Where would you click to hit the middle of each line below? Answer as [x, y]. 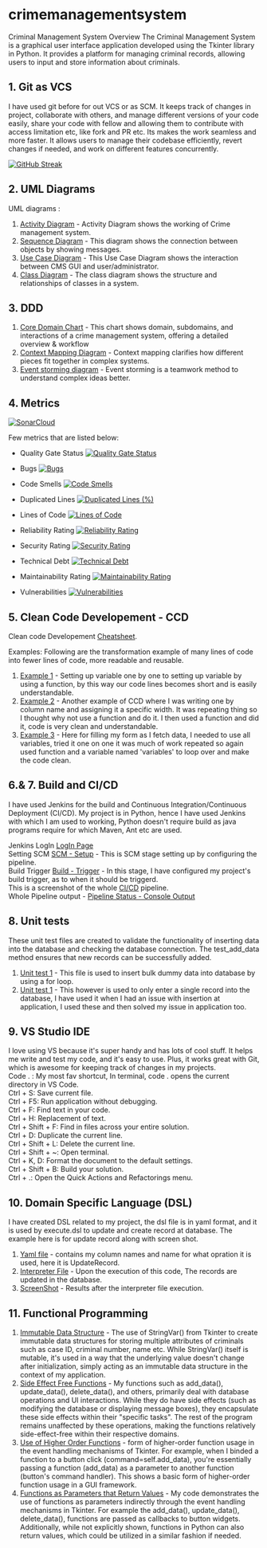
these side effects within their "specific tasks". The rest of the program [136, 1417]
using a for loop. [47, 981]
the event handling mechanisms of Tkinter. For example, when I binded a [139, 1451]
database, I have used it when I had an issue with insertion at [120, 998]
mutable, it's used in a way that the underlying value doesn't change [132, 1358]
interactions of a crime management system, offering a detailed [124, 335]
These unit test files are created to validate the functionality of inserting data [134, 940]
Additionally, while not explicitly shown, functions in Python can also [132, 1527]
